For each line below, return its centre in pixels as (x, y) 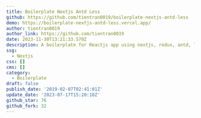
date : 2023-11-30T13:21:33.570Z (46, 39)
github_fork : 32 (26, 106)
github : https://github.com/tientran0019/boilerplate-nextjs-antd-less (97, 17)
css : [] (16, 61)
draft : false (22, 84)
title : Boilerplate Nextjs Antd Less (53, 12)
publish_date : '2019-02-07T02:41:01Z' (54, 89)
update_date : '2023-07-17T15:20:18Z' (53, 95)
